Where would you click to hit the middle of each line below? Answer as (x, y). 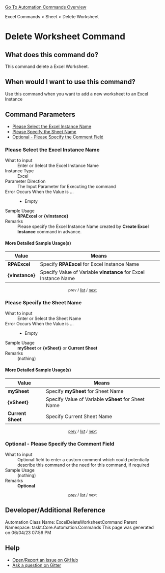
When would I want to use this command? (70, 82)
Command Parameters (40, 114)
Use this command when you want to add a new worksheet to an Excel (77, 94)
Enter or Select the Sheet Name (49, 318)
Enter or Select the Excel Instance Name (58, 165)
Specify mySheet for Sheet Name (85, 391)
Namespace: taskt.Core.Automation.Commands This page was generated (79, 527)
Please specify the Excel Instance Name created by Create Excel (83, 226)
